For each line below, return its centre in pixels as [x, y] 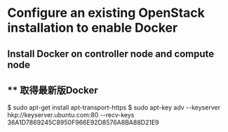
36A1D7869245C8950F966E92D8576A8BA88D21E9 [83, 123]
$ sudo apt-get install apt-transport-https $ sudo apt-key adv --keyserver [114, 107]
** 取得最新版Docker [53, 90]
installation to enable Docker [93, 28]
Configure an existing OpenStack [106, 13]
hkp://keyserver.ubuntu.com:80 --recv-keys [71, 115]
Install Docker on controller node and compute [111, 54]
